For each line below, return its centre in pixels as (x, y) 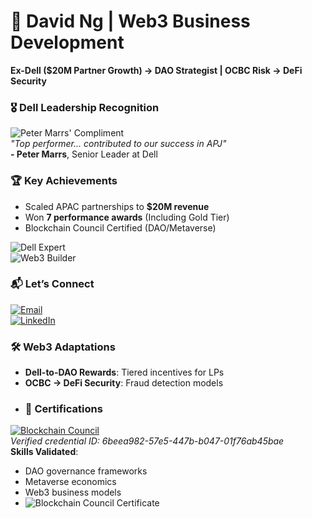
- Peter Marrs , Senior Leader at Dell (84, 154)
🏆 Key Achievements (64, 181)
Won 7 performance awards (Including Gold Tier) (127, 217)
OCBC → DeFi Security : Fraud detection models (124, 383)
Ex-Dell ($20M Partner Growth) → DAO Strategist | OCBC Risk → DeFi (156, 70)
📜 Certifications (63, 409)
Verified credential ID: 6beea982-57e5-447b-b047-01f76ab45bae (147, 441)
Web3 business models (73, 492)
